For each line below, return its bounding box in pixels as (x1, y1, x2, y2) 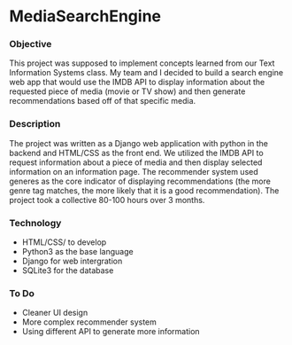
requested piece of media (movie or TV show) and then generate (9, 86, 246, 97)
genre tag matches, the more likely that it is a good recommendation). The (9, 184, 280, 196)
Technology (9, 216, 62, 229)
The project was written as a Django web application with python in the (9, 137, 268, 148)
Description (9, 118, 61, 130)
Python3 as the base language (21, 247, 134, 257)
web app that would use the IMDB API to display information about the (9, 77, 265, 88)
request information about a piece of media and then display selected (9, 157, 263, 168)
